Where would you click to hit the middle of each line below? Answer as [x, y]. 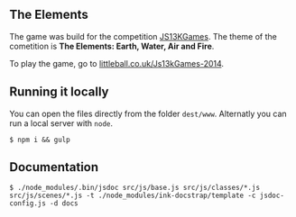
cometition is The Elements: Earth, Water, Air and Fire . [112, 46]
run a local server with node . [61, 123]
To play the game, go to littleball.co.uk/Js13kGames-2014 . [116, 63]
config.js [28, 203]
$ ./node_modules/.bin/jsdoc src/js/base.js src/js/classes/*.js [134, 188]
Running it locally [59, 92]
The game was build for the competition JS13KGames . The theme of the [143, 36]
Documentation [54, 167]
